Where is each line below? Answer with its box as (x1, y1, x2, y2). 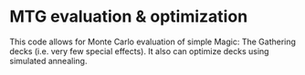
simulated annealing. (9, 55, 88, 66)
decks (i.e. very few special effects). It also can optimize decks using (9, 45, 269, 56)
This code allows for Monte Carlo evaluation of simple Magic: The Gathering (9, 36, 297, 47)
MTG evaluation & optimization (9, 6, 248, 27)
